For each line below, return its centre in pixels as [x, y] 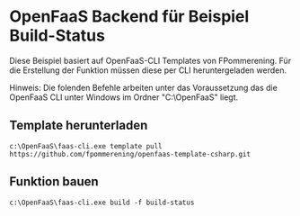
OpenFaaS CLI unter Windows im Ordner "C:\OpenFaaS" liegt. [124, 97]
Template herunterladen [79, 126]
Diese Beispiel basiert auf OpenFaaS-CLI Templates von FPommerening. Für [150, 60]
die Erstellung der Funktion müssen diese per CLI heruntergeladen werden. [148, 70]
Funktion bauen [54, 182]
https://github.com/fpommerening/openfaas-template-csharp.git [130, 154]
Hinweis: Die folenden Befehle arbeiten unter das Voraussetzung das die [144, 87]
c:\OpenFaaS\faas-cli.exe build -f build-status [102, 202]
